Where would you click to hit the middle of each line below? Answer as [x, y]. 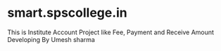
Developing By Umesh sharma [51, 39]
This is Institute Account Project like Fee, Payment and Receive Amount [111, 32]
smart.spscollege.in [68, 13]
